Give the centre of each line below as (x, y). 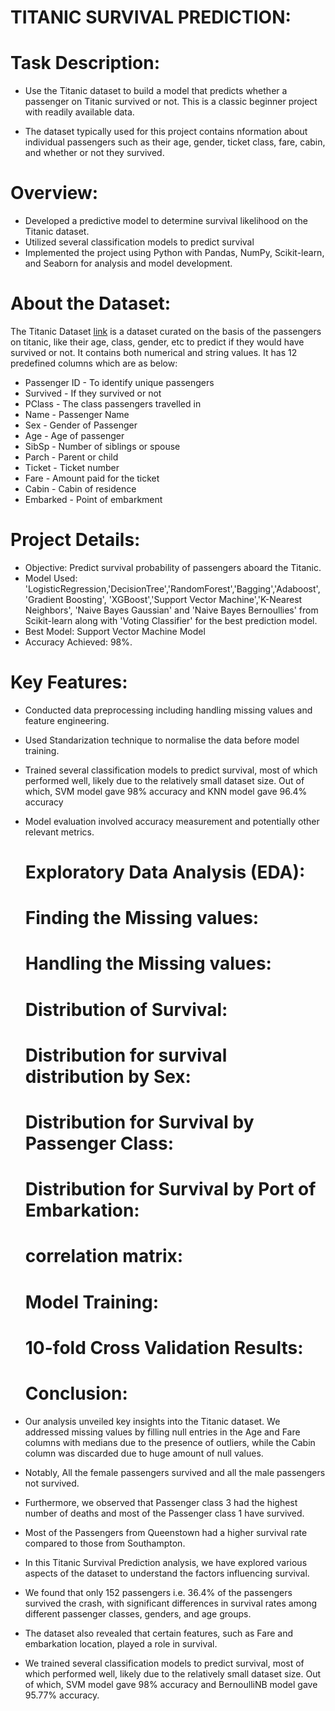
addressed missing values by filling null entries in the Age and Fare (162, 1432)
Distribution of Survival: (126, 1009)
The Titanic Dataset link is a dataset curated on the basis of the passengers (166, 331)
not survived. (52, 1483)
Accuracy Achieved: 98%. (78, 642)
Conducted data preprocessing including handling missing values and (168, 710)
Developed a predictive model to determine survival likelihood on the (166, 221)
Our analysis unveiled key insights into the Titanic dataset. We (152, 1421)
